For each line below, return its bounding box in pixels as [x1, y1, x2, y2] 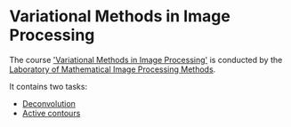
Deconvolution [21, 98, 76, 108]
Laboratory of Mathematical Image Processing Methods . [9, 64, 216, 75]
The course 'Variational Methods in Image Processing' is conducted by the [9, 54, 283, 65]
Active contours [21, 107, 81, 118]
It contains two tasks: [9, 81, 87, 91]
